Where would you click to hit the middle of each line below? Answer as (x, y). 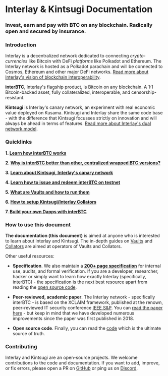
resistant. (15, 98)
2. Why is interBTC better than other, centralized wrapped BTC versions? (83, 163)
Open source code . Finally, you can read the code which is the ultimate (87, 328)
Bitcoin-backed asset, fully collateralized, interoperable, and (68, 92)
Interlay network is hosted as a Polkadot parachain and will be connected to (84, 67)
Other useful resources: (30, 256)
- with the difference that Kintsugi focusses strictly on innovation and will (81, 118)
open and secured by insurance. (46, 31)
